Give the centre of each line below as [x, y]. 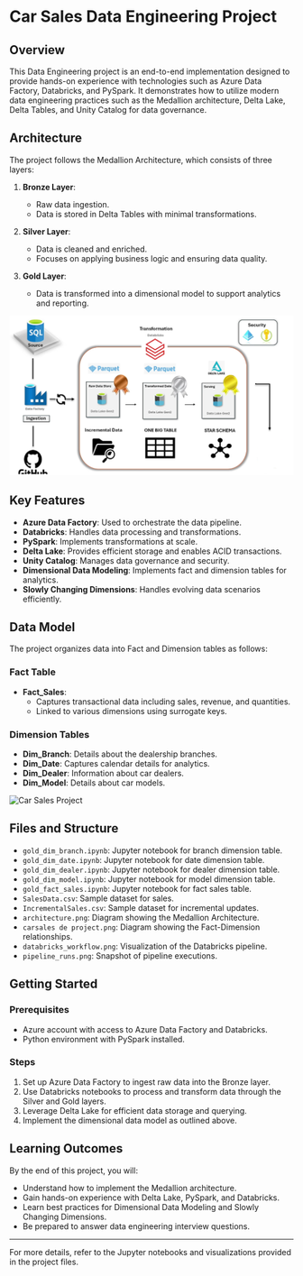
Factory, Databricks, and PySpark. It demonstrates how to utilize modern [144, 91]
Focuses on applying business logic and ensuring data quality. [151, 258]
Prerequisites [39, 1010]
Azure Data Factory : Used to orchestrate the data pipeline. [132, 522]
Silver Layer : [46, 231]
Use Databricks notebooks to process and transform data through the [152, 1091]
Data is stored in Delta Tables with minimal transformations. [146, 214]
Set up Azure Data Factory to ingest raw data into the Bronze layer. [146, 1082]
